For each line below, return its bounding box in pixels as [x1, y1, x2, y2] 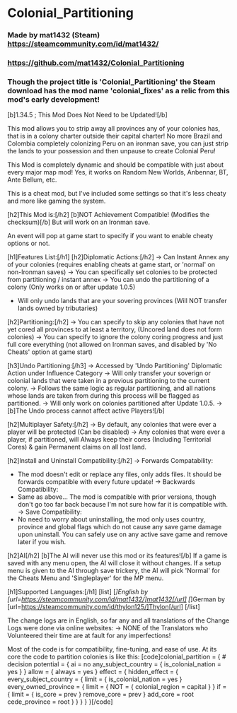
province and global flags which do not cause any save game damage [17, 523, 222, 531]
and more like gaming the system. [7, 196, 106, 206]
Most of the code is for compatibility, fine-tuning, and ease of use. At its [7, 645, 217, 654]
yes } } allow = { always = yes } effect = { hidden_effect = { [7, 668, 179, 676]
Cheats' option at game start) [7, 348, 93, 356]
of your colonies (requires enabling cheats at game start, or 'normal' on [7, 260, 216, 269]
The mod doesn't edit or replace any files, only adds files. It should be [17, 470, 221, 478]
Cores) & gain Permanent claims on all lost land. [7, 443, 147, 452]
